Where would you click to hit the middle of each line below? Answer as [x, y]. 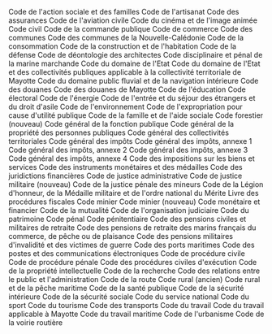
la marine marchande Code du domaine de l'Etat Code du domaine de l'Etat [135, 63]
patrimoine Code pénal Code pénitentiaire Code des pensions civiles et [127, 219]
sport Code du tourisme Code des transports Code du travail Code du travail [136, 305]
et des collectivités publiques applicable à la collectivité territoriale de [125, 72]
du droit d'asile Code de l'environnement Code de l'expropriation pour [125, 106]
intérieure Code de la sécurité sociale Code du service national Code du [129, 297]
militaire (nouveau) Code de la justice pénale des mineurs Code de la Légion [136, 184]
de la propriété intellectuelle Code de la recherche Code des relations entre [134, 271]
